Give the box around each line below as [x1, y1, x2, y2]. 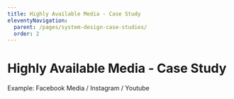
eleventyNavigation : [7, 17, 69, 24]
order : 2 [13, 30, 40, 37]
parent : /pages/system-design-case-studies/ [13, 23, 147, 30]
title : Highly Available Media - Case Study [7, 10, 141, 18]
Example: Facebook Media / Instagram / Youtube [7, 84, 150, 93]
